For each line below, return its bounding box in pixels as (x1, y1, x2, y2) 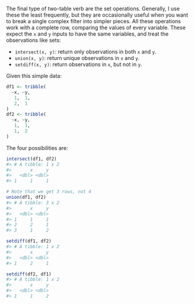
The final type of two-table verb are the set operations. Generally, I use (6, 5, 180, 12)
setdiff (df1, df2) (6, 238, 52, 245)
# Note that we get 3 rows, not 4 (6, 189, 92, 195)
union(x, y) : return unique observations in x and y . (14, 55, 140, 61)
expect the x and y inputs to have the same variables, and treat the (6, 30, 169, 37)
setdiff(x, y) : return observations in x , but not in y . (14, 61, 142, 68)
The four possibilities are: (6, 144, 68, 151)
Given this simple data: (6, 73, 62, 79)
